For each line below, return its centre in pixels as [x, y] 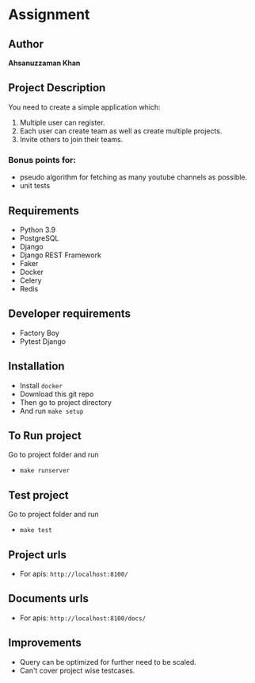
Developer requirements [70, 314]
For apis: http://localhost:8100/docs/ [83, 618]
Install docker [41, 385]
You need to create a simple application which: [84, 107]
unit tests [35, 186]
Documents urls [48, 598]
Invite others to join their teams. [71, 139]
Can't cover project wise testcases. [77, 670]
